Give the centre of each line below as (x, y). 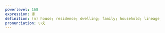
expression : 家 (20, 14)
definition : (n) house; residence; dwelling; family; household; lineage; (83, 18)
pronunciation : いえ (25, 23)
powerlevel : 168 (22, 9)
